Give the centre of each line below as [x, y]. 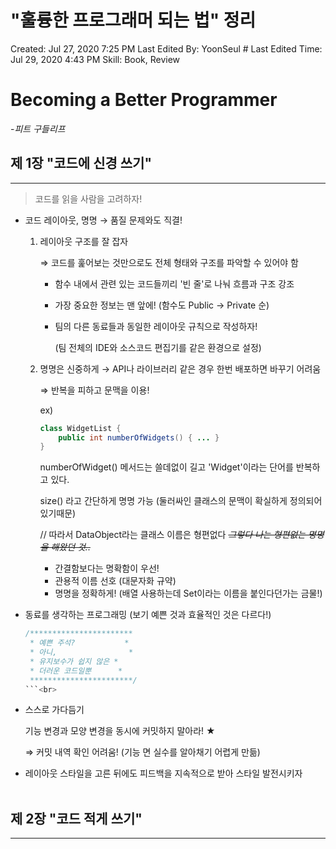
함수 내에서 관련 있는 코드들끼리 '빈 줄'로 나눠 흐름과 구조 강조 [174, 283]
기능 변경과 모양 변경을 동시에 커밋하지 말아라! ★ [120, 731]
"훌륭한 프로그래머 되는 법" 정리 [133, 20]
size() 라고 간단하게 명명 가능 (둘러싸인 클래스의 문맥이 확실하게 [163, 501]
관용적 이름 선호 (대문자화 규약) [115, 581]
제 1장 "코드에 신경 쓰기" [81, 163]
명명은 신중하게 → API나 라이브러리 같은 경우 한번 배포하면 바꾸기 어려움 [180, 368]
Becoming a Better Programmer [144, 100]
